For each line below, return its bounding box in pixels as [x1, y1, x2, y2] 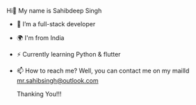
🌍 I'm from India [16, 34, 65, 41]
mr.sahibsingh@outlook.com [16, 77, 99, 84]
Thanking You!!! [16, 90, 62, 98]
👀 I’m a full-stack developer [16, 20, 96, 28]
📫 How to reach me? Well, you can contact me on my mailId [16, 66, 190, 75]
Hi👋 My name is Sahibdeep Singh [6, 7, 102, 15]
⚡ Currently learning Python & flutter [16, 50, 121, 58]
